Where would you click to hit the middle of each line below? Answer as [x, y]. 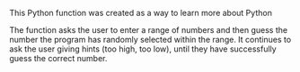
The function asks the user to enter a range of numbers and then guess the [149, 30]
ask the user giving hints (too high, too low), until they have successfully [143, 49]
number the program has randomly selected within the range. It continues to [150, 40]
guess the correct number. [58, 58]
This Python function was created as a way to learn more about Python [141, 13]
